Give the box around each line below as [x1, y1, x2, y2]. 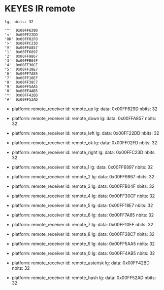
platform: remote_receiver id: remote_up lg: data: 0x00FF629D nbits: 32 [11, 106, 158, 112]
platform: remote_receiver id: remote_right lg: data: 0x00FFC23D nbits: [11, 149, 156, 155]
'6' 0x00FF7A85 [4, 71, 38, 76]
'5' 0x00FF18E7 [4, 67, 38, 72]
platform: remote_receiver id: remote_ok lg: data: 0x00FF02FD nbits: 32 [11, 139, 158, 146]
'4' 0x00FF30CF [4, 62, 38, 67]
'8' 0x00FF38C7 [4, 80, 38, 84]
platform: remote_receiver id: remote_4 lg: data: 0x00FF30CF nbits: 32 [11, 193, 155, 199]
